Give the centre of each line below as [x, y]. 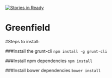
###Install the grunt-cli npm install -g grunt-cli [56, 51]
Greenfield [28, 28]
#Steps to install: [22, 41]
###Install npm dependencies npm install [49, 61]
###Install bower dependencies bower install [53, 70]
